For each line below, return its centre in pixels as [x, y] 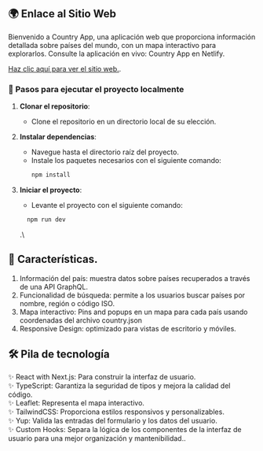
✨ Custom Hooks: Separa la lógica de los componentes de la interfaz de [125, 430]
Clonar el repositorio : [55, 106]
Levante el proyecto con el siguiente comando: [107, 205]
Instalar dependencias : [58, 137]
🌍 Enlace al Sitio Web [62, 14]
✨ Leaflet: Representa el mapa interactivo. [77, 403]
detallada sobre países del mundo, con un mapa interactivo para [112, 45]
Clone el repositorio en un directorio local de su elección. [124, 122]
